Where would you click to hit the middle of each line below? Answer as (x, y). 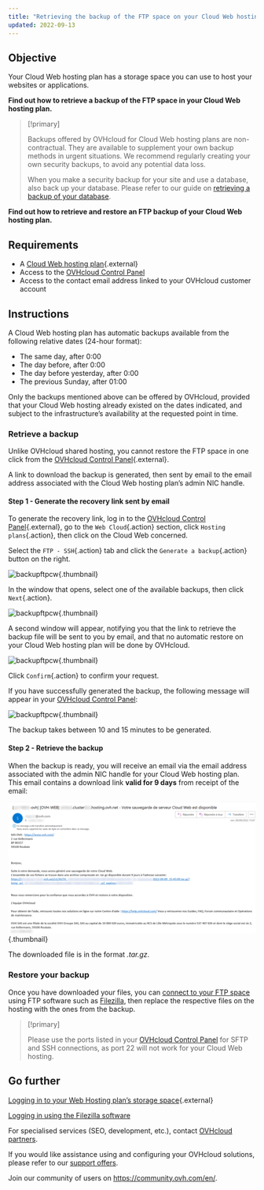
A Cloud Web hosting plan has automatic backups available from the (119, 333)
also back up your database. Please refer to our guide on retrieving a (139, 188)
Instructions (38, 314)
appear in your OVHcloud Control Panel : (73, 699)
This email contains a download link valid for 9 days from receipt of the (124, 782)
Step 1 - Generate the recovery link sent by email (89, 501)
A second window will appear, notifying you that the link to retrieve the (122, 628)
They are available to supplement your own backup (151, 148)
